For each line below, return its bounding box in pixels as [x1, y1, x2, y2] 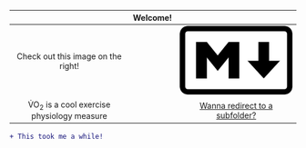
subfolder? [216, 110, 257, 121]
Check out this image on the [16, 51, 122, 62]
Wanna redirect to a [199, 100, 273, 111]
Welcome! [132, 12, 173, 23]
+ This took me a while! [9, 132, 104, 141]
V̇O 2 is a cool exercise [27, 99, 111, 112]
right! [58, 61, 79, 72]
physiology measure [31, 111, 107, 122]
